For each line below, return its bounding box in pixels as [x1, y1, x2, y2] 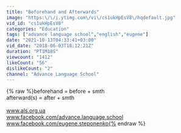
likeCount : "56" [6, 60, 48, 66]
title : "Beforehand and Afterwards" [6, 9, 99, 15]
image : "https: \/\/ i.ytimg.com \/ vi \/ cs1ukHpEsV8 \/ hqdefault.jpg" [6, 15, 176, 21]
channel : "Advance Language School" [6, 71, 99, 77]
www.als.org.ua [6, 107, 46, 114]
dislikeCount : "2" [6, 65, 53, 72]
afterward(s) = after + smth [6, 94, 75, 101]
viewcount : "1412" [6, 54, 53, 60]
